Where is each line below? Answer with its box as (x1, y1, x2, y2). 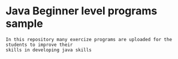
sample (5, 17, 43, 30)
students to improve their (5, 42, 73, 48)
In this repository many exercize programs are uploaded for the (5, 36, 172, 42)
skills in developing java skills (5, 46, 92, 53)
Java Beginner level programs (5, 4, 158, 18)
